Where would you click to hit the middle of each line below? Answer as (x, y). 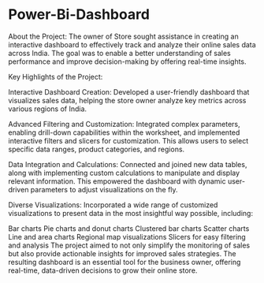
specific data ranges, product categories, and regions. (97, 149)
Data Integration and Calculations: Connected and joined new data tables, (128, 164)
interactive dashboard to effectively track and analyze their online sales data (132, 44)
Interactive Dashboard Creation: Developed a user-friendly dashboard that (129, 91)
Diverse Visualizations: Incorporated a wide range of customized (113, 205)
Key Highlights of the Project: (56, 76)
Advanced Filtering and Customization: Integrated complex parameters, (124, 124)
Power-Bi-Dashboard (79, 15)
